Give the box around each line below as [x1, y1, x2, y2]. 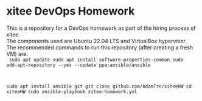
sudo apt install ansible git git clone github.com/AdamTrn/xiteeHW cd [6, 83, 192, 89]
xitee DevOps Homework [6, 4, 135, 18]
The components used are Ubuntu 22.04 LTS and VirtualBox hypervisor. [6, 37, 187, 44]
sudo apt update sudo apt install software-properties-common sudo [9, 57, 184, 63]
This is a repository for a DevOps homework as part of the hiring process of [6, 24, 196, 32]
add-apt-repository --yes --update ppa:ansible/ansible [6, 62, 151, 68]
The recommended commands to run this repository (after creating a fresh [6, 44, 193, 51]
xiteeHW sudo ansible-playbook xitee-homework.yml [6, 88, 138, 95]
